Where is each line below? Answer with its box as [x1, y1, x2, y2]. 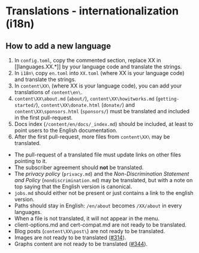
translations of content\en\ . [14, 89, 83, 95]
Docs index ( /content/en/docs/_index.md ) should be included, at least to [14, 121, 193, 127]
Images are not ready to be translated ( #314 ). [14, 234, 126, 241]
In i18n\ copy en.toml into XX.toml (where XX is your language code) [14, 70, 185, 76]
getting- [157, 96, 180, 102]
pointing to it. [14, 158, 47, 164]
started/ [14, 103, 37, 109]
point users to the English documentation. [14, 127, 117, 134]
